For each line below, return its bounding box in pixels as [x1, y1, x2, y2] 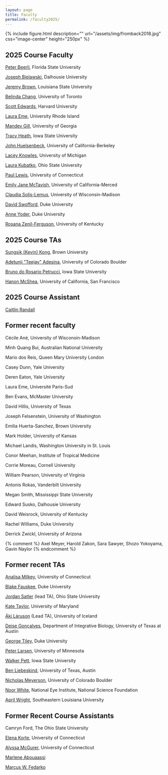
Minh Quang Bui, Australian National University [5, 345, 103, 351]
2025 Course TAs [5, 236, 62, 244]
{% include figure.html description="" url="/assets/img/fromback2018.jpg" [5, 31, 161, 37]
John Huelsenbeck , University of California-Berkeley [5, 143, 115, 149]
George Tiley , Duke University [5, 638, 68, 644]
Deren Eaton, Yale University [5, 374, 65, 380]
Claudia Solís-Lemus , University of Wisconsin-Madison [5, 192, 120, 198]
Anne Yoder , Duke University [5, 211, 65, 218]
